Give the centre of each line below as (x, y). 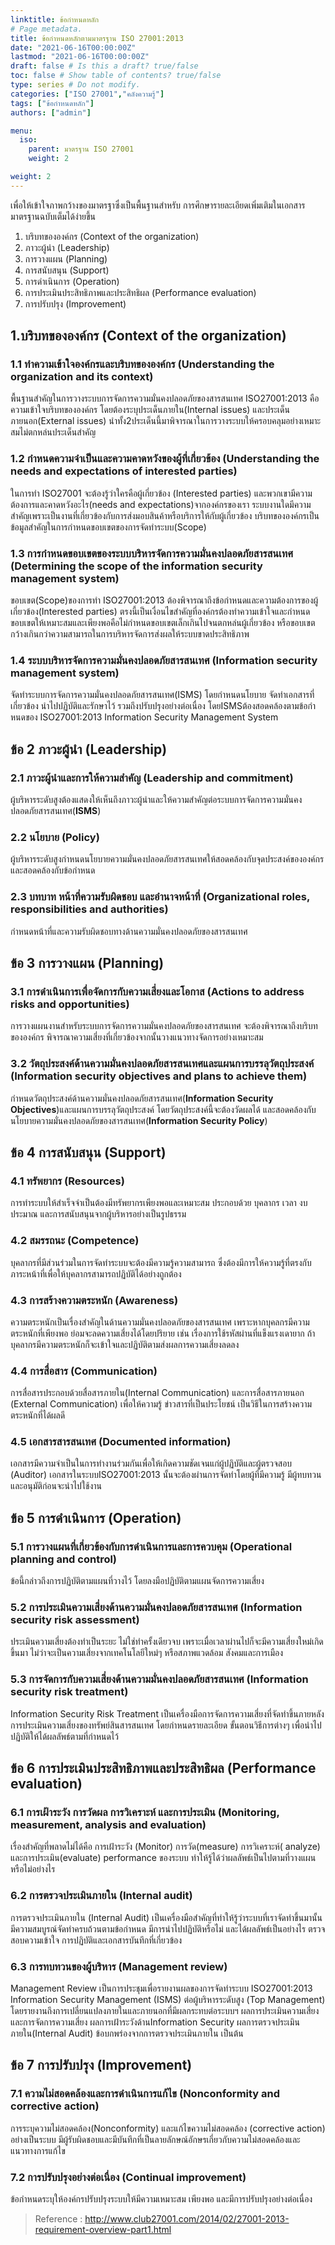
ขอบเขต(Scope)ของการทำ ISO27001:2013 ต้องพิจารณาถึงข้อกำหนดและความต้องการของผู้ (164, 600)
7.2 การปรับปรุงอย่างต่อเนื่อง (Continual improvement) (128, 2177)
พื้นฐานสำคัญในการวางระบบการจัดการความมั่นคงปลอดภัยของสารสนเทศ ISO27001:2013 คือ (165, 398)
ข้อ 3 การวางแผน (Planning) (87, 963)
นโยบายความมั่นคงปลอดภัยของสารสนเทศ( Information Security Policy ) (139, 1120)
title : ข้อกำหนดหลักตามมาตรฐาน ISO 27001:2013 (97, 38)
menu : (21, 131)
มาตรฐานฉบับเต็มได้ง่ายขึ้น (53, 216)
